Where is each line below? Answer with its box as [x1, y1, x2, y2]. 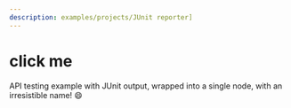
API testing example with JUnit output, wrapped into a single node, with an [9, 81, 283, 91]
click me [9, 50, 73, 71]
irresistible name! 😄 [9, 89, 83, 100]
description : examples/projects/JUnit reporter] [9, 12, 193, 22]
